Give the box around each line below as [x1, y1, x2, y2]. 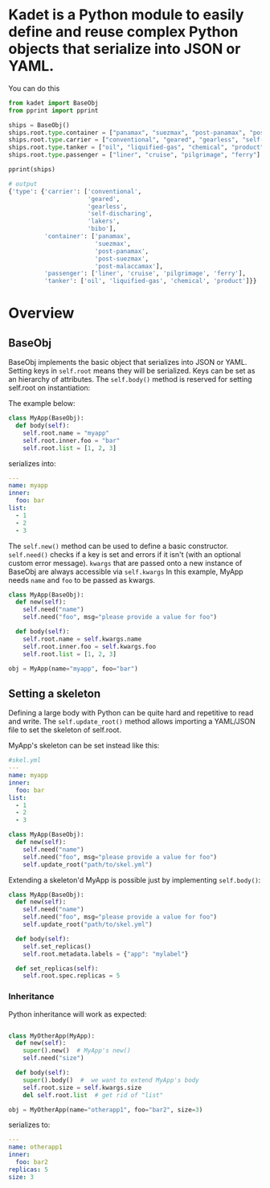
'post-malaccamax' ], [94, 262, 163, 270]
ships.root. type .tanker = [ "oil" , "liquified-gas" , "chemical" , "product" [8, 143, 264, 152]
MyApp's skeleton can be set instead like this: [8, 741, 160, 751]
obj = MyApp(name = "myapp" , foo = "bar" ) [8, 665, 138, 673]
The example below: [8, 399, 76, 408]
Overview [8, 304, 75, 322]
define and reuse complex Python [8, 23, 239, 41]
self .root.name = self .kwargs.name [22, 635, 142, 643]
